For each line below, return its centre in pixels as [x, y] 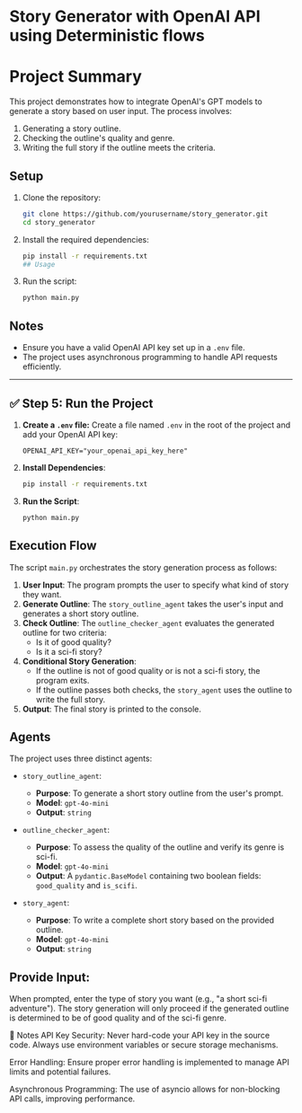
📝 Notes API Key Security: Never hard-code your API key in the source [140, 1036]
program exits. [62, 680]
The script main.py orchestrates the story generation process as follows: [143, 567]
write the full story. [71, 699]
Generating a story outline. [71, 128]
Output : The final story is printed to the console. [112, 709]
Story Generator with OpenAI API [135, 17]
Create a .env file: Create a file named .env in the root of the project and [156, 425]
